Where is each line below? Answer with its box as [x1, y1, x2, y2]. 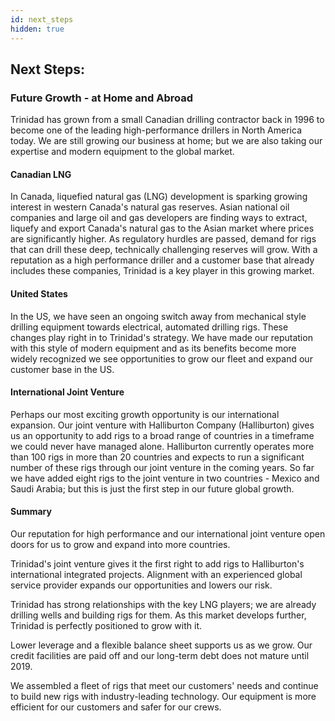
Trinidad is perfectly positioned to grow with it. [10, 620, 203, 631]
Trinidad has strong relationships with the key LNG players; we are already [10, 599, 317, 610]
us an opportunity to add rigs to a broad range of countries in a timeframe [10, 429, 315, 441]
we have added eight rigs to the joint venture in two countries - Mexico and [10, 472, 320, 484]
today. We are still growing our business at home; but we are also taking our [10, 135, 323, 147]
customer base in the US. [10, 363, 115, 375]
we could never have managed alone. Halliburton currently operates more [10, 440, 315, 452]
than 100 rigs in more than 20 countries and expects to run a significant [10, 451, 305, 463]
